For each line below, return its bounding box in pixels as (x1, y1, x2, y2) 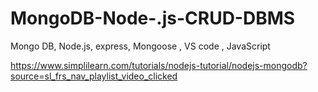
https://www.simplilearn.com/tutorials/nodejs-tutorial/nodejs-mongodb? (10, 59, 308, 71)
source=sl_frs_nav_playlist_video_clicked (10, 70, 178, 82)
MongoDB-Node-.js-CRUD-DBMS (10, 7, 296, 30)
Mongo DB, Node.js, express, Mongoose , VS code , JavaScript (10, 40, 271, 52)
